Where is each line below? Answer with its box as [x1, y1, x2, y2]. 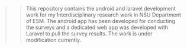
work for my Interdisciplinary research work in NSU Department [25, 11, 182, 18]
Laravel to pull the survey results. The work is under [25, 30, 153, 37]
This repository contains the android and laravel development [25, 5, 176, 12]
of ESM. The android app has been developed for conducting [25, 18, 176, 24]
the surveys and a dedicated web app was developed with [25, 24, 169, 31]
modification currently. [25, 37, 81, 43]
